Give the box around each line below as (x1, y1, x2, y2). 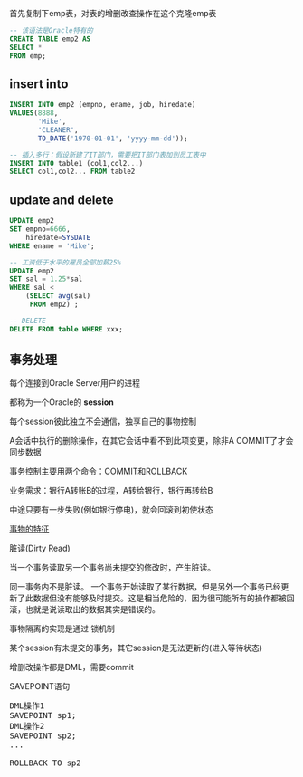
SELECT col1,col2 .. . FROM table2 (9, 167, 136, 177)
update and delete (9, 192, 115, 207)
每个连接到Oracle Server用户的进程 (9, 378, 140, 388)
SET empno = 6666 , (9, 225, 71, 234)
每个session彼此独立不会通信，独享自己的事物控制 (9, 416, 197, 427)
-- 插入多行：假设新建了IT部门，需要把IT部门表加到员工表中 (9, 150, 206, 159)
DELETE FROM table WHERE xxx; (9, 324, 124, 333)
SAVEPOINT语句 (9, 681, 71, 692)
